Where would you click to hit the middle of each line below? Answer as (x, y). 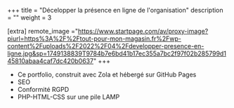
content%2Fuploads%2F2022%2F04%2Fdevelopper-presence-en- (106, 46)
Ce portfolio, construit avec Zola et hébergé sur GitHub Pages (107, 74)
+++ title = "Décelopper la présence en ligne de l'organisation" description (115, 10)
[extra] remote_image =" (43, 31)
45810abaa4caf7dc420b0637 (50, 61)
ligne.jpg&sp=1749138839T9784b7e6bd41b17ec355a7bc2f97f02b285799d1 (117, 53)
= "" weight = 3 (30, 18)
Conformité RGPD (43, 89)
